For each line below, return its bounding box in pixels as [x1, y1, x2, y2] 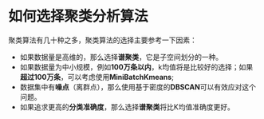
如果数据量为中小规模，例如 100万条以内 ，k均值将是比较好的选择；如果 [19, 61, 254, 72]
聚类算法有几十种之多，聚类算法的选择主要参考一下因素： [8, 35, 197, 45]
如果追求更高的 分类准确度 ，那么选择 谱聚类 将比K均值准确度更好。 [19, 101, 235, 112]
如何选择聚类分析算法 [8, 7, 149, 26]
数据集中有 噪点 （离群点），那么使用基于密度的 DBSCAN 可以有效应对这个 [19, 81, 257, 92]
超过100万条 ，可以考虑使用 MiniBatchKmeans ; [19, 72, 174, 81]
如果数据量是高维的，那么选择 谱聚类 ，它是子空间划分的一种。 [19, 52, 223, 61]
